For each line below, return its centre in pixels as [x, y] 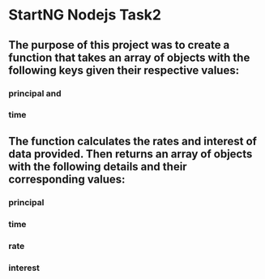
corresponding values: [67, 179]
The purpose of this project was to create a [119, 45]
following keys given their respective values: [124, 70]
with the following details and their [98, 167]
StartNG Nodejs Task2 [85, 15]
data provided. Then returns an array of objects [130, 154]
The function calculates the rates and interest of [133, 141]
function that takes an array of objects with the [129, 57]
